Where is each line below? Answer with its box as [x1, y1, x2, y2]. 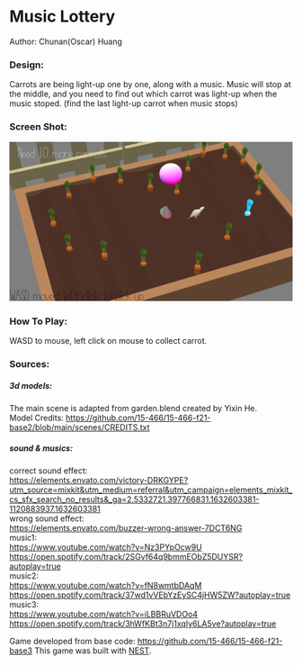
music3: [9, 599, 40, 610]
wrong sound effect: [9, 513, 84, 524]
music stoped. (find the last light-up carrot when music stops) [9, 98, 238, 109]
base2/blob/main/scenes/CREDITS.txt [9, 422, 150, 433]
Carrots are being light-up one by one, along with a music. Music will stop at [9, 79, 292, 90]
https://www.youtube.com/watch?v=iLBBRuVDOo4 [9, 609, 199, 620]
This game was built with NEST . [34, 645, 152, 656]
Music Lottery [9, 6, 116, 27]
